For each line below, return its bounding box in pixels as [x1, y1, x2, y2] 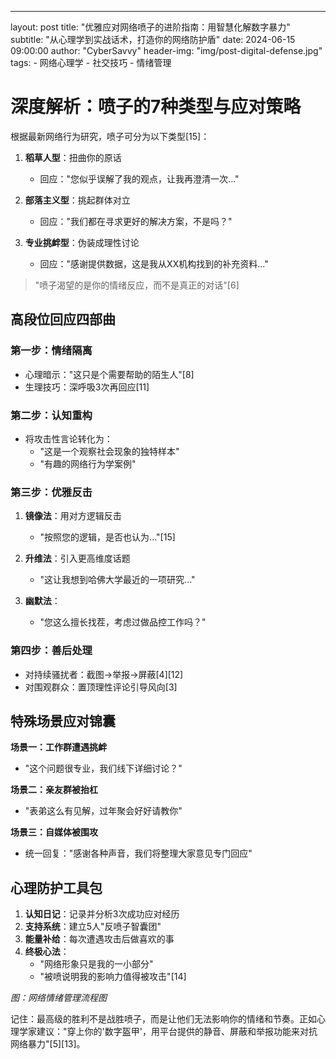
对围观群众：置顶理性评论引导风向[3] [24, 681, 178, 693]
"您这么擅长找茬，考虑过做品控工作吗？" [39, 616, 207, 628]
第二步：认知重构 [10, 408, 93, 422]
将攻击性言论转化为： [24, 432, 113, 445]
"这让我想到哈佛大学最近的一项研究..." [39, 574, 196, 586]
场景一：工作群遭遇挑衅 [10, 741, 107, 753]
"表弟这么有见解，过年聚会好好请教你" [24, 805, 183, 817]
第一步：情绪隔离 [10, 344, 93, 358]
